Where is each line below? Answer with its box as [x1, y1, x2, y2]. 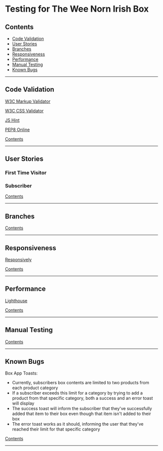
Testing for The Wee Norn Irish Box [5, 3, 149, 15]
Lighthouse [5, 298, 28, 303]
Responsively [5, 257, 32, 263]
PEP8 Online [5, 127, 30, 132]
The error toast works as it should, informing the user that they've [12, 421, 144, 427]
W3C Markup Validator [5, 98, 51, 104]
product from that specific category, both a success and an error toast [12, 395, 153, 401]
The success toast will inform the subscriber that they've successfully [12, 406, 152, 412]
